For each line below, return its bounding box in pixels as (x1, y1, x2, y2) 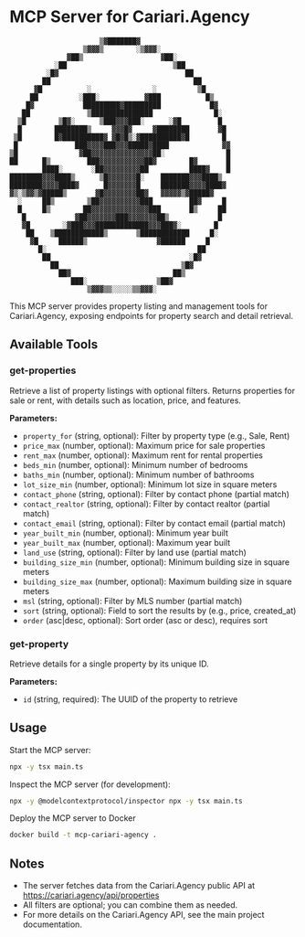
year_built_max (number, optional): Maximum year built (22, 537, 231, 548)
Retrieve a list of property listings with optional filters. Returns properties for (9, 385, 296, 396)
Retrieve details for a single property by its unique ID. (9, 658, 209, 669)
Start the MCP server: (9, 744, 91, 755)
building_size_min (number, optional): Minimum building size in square (22, 556, 290, 568)
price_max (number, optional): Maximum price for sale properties (22, 440, 266, 451)
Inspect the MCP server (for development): (9, 779, 171, 790)
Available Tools (9, 336, 99, 353)
